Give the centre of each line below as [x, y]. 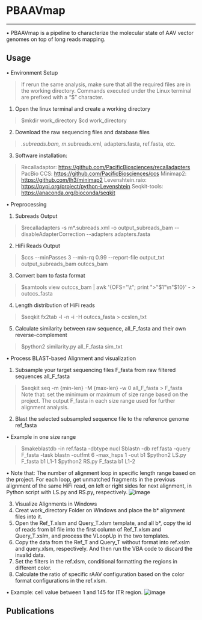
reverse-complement [41, 335]
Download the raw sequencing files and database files [82, 132]
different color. [33, 568]
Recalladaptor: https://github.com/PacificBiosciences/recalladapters [106, 167]
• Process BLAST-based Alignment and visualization [71, 358]
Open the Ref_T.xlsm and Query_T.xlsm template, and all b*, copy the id [103, 523]
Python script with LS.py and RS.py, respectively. [67, 492]
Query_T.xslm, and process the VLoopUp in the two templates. [92, 536]
